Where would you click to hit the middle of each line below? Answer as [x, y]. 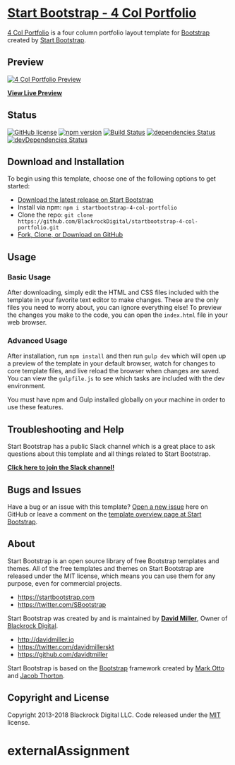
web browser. [27, 323]
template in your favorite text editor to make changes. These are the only [113, 300]
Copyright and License [58, 698]
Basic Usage [29, 277]
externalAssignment [68, 751]
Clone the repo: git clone [55, 215]
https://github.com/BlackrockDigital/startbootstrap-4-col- [108, 222]
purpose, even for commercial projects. [65, 583]
